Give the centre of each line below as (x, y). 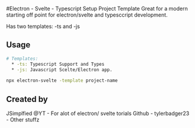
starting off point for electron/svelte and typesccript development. (87, 15)
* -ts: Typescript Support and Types (58, 64)
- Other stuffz (23, 120)
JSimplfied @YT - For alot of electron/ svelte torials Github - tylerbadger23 (98, 113)
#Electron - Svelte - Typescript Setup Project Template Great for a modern (97, 9)
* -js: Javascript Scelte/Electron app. (62, 70)
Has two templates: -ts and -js (43, 26)
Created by (27, 99)
